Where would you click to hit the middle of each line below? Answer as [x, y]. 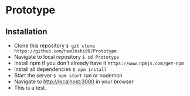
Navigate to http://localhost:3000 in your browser [74, 81]
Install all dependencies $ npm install [60, 69]
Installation [26, 32]
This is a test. [30, 88]
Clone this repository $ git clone [54, 45]
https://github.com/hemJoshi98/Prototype [65, 51]
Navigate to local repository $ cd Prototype [67, 57]
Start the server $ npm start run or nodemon [68, 75]
